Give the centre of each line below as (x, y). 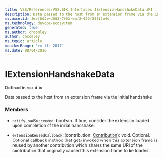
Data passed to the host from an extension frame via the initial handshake (79, 97)
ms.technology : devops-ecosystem (39, 23)
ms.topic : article (24, 41)
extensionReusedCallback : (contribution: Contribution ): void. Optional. (81, 135)
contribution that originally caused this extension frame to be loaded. (81, 150)
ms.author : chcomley (26, 32)
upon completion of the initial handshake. (53, 125)
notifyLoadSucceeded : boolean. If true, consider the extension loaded (81, 120)
